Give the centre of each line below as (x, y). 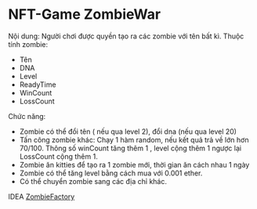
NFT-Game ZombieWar (85, 14)
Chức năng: (27, 116)
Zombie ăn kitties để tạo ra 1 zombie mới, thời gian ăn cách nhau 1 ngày (134, 164)
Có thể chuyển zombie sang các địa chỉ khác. (93, 181)
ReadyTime (38, 85)
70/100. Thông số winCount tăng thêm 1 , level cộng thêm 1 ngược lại (130, 148)
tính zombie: (28, 44)
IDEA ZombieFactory (42, 196)
